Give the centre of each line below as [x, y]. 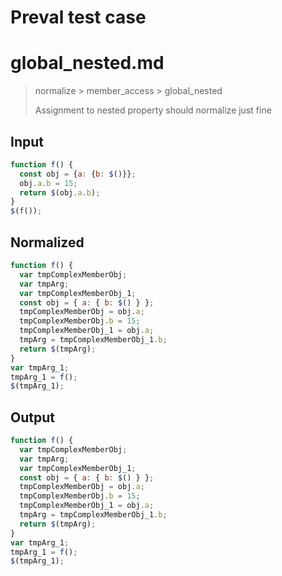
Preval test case [78, 17]
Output [32, 417]
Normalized [47, 242]
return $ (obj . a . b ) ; [60, 192]
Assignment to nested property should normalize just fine [153, 110]
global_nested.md [87, 63]
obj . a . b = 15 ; [48, 183]
